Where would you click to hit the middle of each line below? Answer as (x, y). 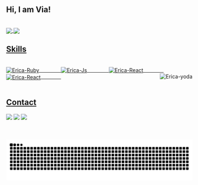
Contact (21, 102)
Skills (16, 49)
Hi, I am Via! (29, 10)
